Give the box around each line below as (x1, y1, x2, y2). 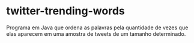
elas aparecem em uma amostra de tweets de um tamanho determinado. (6, 30, 186, 37)
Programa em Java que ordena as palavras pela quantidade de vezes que (6, 24, 189, 31)
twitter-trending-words (6, 4, 125, 18)
